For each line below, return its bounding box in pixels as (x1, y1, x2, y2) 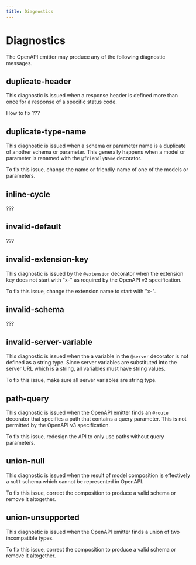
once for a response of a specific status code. (6, 98, 117, 106)
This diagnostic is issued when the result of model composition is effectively (6, 472, 191, 479)
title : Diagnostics (6, 8, 54, 15)
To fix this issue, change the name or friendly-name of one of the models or (6, 166, 188, 173)
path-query (6, 394, 49, 404)
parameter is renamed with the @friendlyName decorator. (6, 155, 142, 162)
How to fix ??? (6, 110, 40, 117)
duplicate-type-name (6, 127, 87, 137)
